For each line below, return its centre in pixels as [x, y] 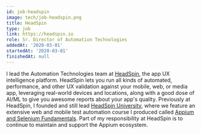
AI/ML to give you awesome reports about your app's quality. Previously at [98, 99]
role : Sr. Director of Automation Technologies [67, 40]
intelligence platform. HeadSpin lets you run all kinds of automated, [89, 80]
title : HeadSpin [26, 23]
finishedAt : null [28, 56]
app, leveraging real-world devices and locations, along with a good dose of [100, 93]
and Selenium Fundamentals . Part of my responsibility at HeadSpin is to [94, 118]
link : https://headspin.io [40, 34]
